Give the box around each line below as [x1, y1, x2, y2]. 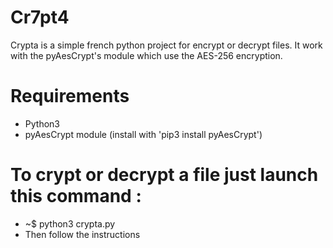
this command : [10, 185, 142, 208]
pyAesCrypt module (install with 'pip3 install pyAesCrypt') [24, 128, 263, 140]
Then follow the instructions [24, 228, 141, 240]
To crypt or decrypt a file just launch [10, 164, 319, 186]
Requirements [10, 85, 130, 108]
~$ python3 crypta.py [24, 217, 116, 230]
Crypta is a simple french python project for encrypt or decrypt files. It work [10, 39, 323, 51]
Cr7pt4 [10, 6, 70, 29]
